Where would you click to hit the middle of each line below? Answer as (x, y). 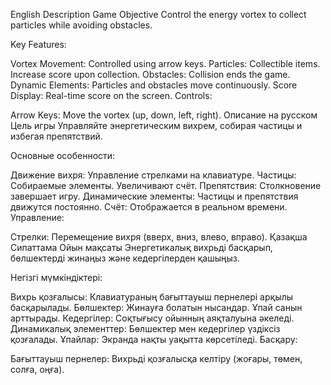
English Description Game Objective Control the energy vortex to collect (158, 14)
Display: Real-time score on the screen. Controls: (111, 95)
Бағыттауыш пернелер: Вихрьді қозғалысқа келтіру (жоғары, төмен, (156, 358)
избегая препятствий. (56, 136)
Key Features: (38, 44)
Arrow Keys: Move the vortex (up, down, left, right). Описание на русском (164, 115)
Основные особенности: (63, 155)
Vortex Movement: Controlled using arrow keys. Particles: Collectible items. (165, 63)
